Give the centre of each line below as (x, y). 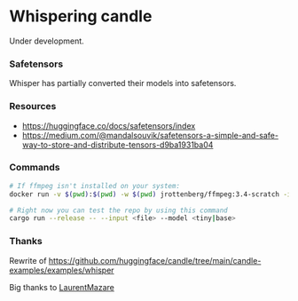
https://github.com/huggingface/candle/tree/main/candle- (155, 260)
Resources (33, 107)
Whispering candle (81, 16)
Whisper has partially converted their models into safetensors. (123, 83)
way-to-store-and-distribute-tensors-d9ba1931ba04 (118, 145)
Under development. (47, 41)
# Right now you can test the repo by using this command (118, 210)
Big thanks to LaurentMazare (62, 287)
